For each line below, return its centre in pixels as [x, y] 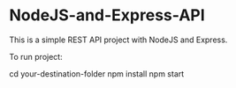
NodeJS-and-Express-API [107, 15]
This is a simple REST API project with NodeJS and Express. [118, 40]
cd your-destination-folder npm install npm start [97, 73]
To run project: [36, 56]
